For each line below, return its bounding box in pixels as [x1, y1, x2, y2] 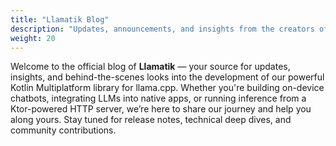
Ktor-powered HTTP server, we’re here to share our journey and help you [10, 103, 312, 115]
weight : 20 [10, 33, 56, 43]
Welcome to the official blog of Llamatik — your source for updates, [10, 61, 291, 73]
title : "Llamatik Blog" [10, 14, 110, 25]
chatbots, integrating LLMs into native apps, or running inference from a [10, 92, 307, 105]
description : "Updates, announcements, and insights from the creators [10, 24, 315, 34]
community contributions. [10, 124, 117, 136]
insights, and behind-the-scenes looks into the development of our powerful [10, 71, 325, 83]
